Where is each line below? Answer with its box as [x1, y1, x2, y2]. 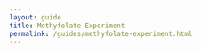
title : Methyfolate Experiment [9, 21, 125, 30]
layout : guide [9, 12, 62, 22]
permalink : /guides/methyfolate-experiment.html [9, 29, 193, 38]
